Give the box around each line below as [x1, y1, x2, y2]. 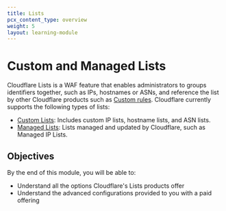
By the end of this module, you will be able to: [7, 169, 136, 176]
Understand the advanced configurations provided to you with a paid [16, 189, 212, 197]
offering [16, 196, 40, 204]
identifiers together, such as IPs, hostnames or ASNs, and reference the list [7, 88, 219, 96]
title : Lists [7, 10, 45, 17]
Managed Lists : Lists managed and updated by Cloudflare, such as [16, 124, 205, 132]
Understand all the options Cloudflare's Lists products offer [16, 182, 185, 190]
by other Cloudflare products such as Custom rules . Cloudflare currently [7, 96, 211, 104]
